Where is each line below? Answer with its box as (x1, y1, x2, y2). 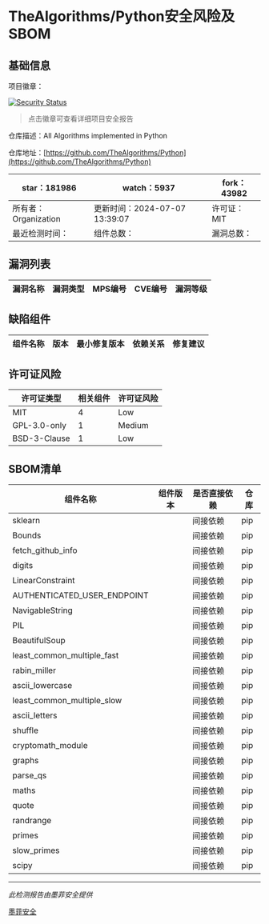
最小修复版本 (76, 338, 126, 349)
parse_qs (12, 770, 47, 781)
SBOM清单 (8, 462, 62, 476)
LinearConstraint (12, 575, 75, 586)
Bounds (12, 530, 42, 541)
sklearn (12, 515, 41, 526)
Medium (118, 420, 150, 431)
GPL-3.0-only (12, 420, 66, 431)
